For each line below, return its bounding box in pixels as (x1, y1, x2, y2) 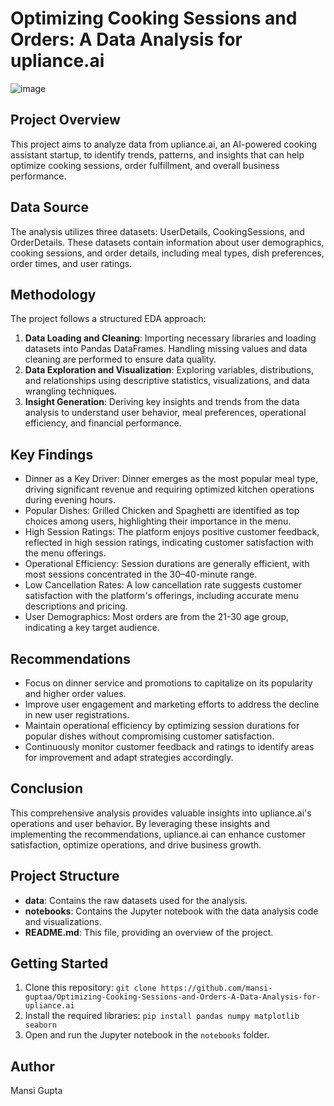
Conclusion (10, 780, 84, 797)
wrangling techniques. (24, 385, 117, 397)
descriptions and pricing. (24, 600, 128, 612)
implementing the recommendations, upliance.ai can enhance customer (10, 828, 306, 840)
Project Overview (10, 112, 121, 129)
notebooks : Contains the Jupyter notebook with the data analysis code (24, 905, 319, 917)
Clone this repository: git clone (24, 982, 157, 994)
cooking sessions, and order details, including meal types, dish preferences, (10, 247, 325, 259)
